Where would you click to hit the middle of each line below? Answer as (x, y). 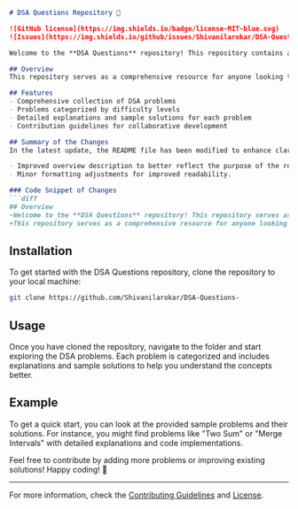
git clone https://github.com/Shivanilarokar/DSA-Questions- (125, 298)
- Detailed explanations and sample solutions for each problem (130, 118)
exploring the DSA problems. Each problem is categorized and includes (140, 356)
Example (34, 403)
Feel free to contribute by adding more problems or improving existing (137, 459)
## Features (31, 93)
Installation (41, 251)
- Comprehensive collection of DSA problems (93, 102)
